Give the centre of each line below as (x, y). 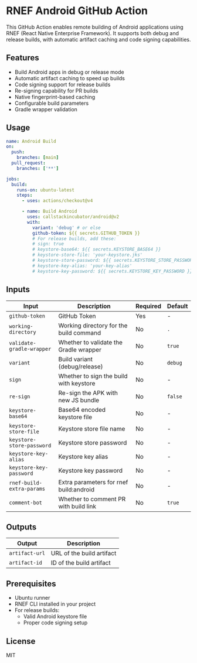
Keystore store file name (92, 429)
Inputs (18, 290)
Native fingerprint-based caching (55, 97)
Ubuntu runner (32, 598)
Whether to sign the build (93, 376)
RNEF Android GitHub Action (77, 11)
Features (23, 58)
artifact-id (26, 563)
